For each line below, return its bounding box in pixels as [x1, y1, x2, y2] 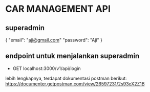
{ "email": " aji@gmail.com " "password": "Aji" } [5, 37, 102, 43]
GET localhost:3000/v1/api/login [12, 65, 81, 72]
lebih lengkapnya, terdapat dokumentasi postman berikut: [5, 75, 127, 81]
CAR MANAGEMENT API [5, 3, 111, 15]
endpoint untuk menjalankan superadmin [5, 52, 140, 60]
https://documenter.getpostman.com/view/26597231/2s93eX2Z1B [5, 80, 145, 87]
